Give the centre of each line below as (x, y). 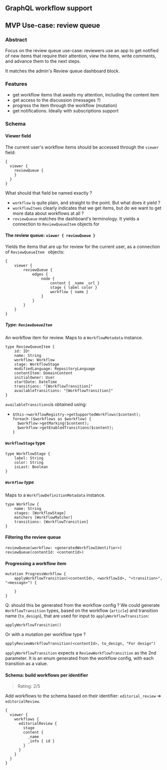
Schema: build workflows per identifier (47, 675)
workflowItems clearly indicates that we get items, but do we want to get (87, 208)
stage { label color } (74, 287)
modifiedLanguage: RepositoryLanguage (55, 368)
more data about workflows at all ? (48, 213)
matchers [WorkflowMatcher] (43, 517)
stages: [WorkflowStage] (40, 513)
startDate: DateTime (36, 382)
